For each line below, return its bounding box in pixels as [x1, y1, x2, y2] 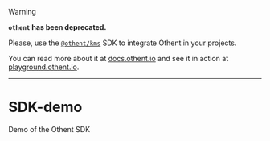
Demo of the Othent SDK [8, 124, 91, 134]
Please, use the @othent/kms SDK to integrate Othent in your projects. [8, 38, 237, 48]
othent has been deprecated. [8, 23, 107, 31]
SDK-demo [8, 98, 83, 116]
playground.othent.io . [8, 62, 80, 72]
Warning [8, 7, 36, 16]
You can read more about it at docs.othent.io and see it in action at [8, 54, 229, 63]
